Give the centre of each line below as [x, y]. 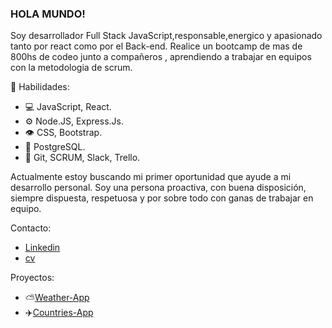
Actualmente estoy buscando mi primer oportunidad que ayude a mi [151, 177]
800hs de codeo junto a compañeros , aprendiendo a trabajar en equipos [161, 57]
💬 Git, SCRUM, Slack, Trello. [82, 158]
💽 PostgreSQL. [55, 147]
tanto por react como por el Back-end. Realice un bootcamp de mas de [156, 46]
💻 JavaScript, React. [68, 107]
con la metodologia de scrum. [71, 68]
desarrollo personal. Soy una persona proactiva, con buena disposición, [158, 188]
